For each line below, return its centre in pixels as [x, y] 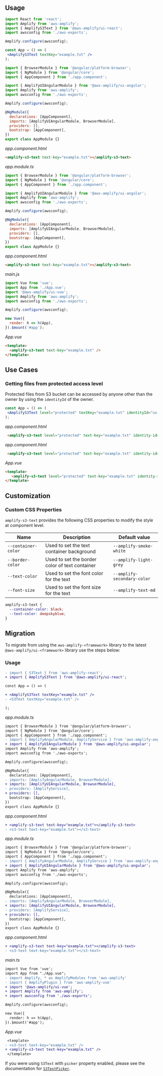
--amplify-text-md [134, 590]
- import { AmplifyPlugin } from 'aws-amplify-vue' [58, 982]
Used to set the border [71, 559]
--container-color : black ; [37, 609]
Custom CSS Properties [33, 509]
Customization [28, 496]
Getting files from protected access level [54, 383]
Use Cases [22, 370]
